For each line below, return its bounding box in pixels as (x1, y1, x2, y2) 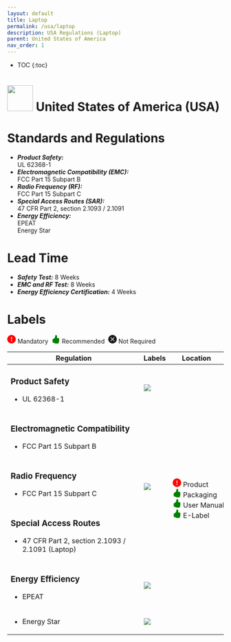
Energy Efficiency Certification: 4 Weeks (16, 288, 137, 296)
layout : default (7, 10, 54, 17)
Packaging (183, 489, 218, 499)
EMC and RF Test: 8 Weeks (16, 280, 96, 289)
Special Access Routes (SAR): (16, 197, 105, 206)
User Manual (183, 500, 225, 509)
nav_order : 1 (7, 42, 45, 49)
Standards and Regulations (7, 131, 165, 146)
